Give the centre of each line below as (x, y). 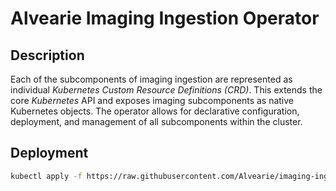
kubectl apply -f (46, 176)
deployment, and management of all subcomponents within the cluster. (156, 121)
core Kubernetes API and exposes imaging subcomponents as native (152, 100)
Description (47, 55)
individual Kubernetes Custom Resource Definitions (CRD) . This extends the (166, 90)
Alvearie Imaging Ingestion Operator (165, 18)
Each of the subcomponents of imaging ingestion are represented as (151, 79)
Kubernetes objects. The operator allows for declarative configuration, (155, 111)
